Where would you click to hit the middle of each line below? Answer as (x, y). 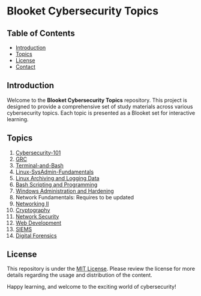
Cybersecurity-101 (38, 153)
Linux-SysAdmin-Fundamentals (55, 172)
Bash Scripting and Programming (56, 184)
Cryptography (33, 210)
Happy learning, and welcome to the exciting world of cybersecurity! (91, 287)
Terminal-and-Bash (39, 165)
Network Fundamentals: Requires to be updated (75, 197)
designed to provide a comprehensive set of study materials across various (100, 106)
